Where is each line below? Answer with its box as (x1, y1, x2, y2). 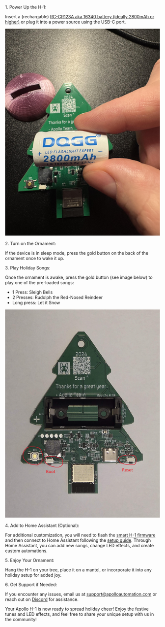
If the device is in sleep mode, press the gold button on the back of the (5, 250, 149, 256)
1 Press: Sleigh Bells (12, 289, 53, 295)
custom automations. (5, 548, 48, 554)
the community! (5, 617, 37, 623)
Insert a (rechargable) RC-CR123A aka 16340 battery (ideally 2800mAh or (5, 14, 155, 19)
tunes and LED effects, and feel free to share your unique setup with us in (5, 611, 154, 617)
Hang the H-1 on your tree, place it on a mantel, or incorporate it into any (5, 567, 152, 573)
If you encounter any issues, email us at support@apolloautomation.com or (5, 591, 157, 597)
